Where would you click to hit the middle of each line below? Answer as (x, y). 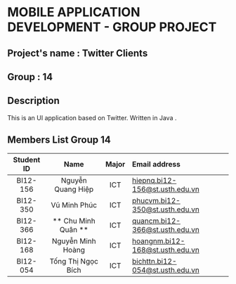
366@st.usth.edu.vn (166, 229)
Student (27, 160)
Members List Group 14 (59, 140)
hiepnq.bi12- (155, 180)
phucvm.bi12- (156, 200)
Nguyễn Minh (74, 241)
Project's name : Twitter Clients (78, 53)
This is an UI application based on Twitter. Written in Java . (92, 117)
